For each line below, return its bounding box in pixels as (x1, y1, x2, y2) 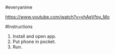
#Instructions (5, 23, 33, 29)
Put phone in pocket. (12, 38, 56, 44)
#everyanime (5, 4, 33, 10)
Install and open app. (12, 33, 56, 39)
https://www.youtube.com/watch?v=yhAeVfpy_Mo (5, 14, 110, 19)
